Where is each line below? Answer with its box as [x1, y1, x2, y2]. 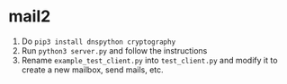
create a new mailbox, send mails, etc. [21, 64, 164, 75]
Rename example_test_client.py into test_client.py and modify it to [21, 55, 278, 65]
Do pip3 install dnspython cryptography [21, 36, 176, 46]
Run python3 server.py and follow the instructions [21, 45, 208, 55]
